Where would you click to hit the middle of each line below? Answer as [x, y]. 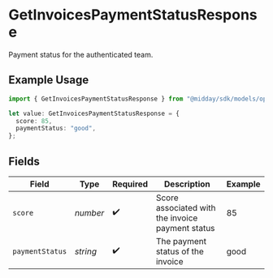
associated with [186, 207]
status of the [180, 251]
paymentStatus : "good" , [56, 128]
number [89, 212]
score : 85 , [34, 121]
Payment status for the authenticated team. [81, 54]
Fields [24, 161]
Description [187, 184]
